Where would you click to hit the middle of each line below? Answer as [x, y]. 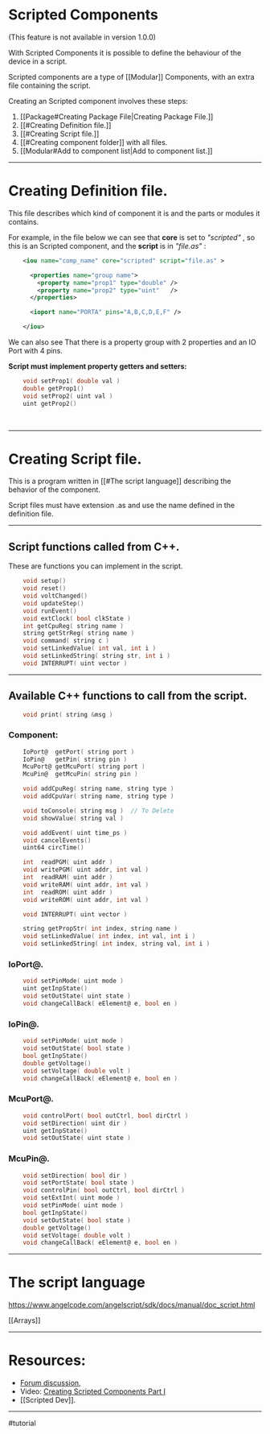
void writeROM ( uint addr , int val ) [86, 899]
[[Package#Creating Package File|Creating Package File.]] [117, 116]
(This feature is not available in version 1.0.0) [82, 37]
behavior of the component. [54, 490]
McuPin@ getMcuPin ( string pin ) [80, 775]
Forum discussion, [51, 1383]
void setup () [45, 581]
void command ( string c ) [66, 641]
